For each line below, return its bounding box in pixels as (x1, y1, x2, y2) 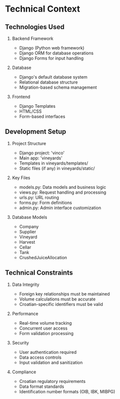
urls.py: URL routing (19, 194, 60, 200)
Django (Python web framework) (19, 45, 85, 50)
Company (19, 223, 39, 229)
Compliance (12, 369, 36, 375)
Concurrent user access (19, 325, 68, 331)
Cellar (19, 244, 31, 250)
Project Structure (12, 140, 46, 146)
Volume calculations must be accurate (19, 296, 96, 302)
